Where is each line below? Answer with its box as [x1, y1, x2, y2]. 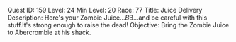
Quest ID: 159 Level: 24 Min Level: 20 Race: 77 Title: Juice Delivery [7, 6, 203, 14]
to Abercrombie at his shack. [7, 28, 91, 36]
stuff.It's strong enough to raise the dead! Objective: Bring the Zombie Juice [7, 21, 230, 29]
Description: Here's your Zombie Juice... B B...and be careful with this [7, 13, 208, 22]
